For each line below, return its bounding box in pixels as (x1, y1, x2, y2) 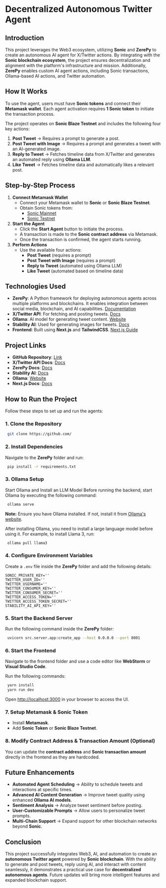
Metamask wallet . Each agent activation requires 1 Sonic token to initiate (5, 105, 154, 112)
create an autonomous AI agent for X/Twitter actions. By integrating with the (5, 52, 161, 58)
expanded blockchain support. (5, 877, 68, 883)
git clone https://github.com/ (7, 432, 72, 437)
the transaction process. (5, 111, 55, 117)
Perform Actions (12, 241, 47, 248)
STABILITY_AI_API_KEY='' (5, 603, 56, 608)
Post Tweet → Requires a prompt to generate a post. (12, 135, 120, 141)
